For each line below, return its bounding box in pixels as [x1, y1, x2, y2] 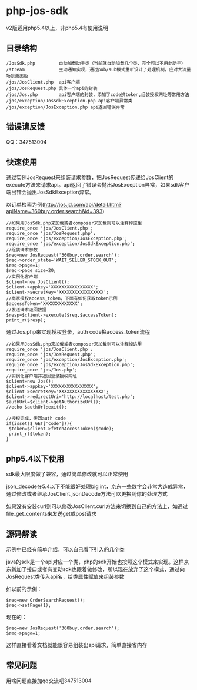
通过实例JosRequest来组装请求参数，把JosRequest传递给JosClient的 [6, 174, 174, 181]
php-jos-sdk [6, 4, 69, 18]
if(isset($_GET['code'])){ [6, 421, 72, 427]
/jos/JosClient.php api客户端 [6, 79, 81, 85]
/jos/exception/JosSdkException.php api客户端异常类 [6, 98, 133, 104]
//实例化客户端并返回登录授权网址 [6, 373, 78, 379]
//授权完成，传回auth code [6, 416, 66, 422]
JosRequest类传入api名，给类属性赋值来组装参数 [6, 573, 125, 580]
